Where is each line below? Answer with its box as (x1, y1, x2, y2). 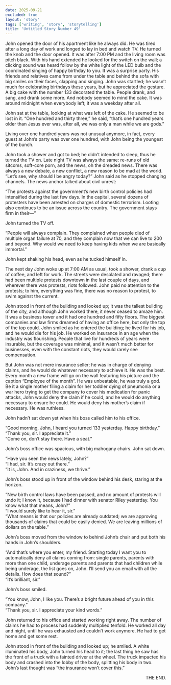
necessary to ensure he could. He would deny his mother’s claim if (5, 400, 145, 406)
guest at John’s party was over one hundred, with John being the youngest (5, 136, 163, 142)
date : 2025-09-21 (5, 7, 42, 13)
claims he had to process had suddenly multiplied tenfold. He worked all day (5, 622, 166, 628)
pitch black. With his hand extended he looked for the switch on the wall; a (5, 57, 162, 63)
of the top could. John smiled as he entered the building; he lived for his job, (5, 325, 166, 331)
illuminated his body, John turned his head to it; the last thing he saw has (5, 649, 159, 655)
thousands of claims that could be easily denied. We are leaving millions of (5, 519, 162, 525)
